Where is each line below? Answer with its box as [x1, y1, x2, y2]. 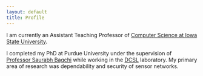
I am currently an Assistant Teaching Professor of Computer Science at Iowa [6, 31, 198, 38]
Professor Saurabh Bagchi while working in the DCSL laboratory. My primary [6, 56, 198, 63]
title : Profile [6, 15, 45, 21]
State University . [6, 38, 48, 45]
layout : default [6, 9, 47, 15]
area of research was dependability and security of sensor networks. [6, 62, 179, 70]
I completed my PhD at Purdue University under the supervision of [6, 49, 172, 57]
